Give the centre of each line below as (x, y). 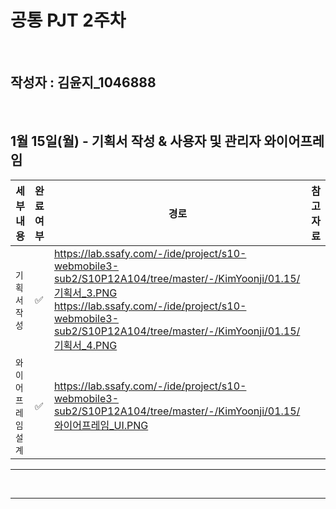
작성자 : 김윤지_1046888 (83, 82)
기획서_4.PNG (85, 345)
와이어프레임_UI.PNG (101, 425)
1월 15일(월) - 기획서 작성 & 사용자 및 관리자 (136, 141)
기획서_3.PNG (85, 293)
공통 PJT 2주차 (68, 20)
